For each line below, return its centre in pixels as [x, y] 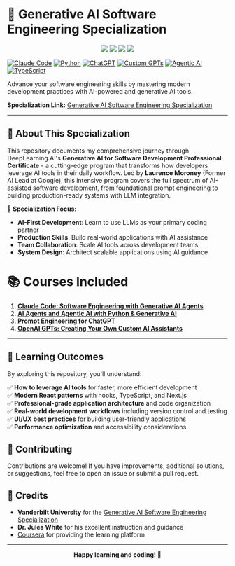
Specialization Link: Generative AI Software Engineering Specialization [110, 105]
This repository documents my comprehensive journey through [98, 151]
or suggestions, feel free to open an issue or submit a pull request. [103, 474]
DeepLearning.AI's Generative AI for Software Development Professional [114, 158]
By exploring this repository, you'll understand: [74, 373]
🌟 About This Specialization [69, 133]
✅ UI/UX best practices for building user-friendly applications [97, 419]
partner [28, 230]
